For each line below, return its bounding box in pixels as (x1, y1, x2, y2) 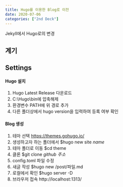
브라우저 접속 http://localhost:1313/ (12, 176, 82, 182)
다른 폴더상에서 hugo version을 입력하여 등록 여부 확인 (12, 108, 119, 114)
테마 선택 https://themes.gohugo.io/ (12, 133, 84, 139)
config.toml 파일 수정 (12, 157, 55, 163)
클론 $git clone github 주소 (12, 151, 66, 157)
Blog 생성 (5, 121, 24, 127)
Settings (5, 64, 32, 72)
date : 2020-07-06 (5, 12, 41, 17)
